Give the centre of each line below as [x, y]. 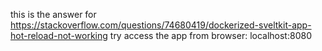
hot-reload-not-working [59, 35]
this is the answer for [53, 14]
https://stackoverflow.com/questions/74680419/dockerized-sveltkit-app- [161, 25]
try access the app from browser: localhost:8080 [210, 35]
